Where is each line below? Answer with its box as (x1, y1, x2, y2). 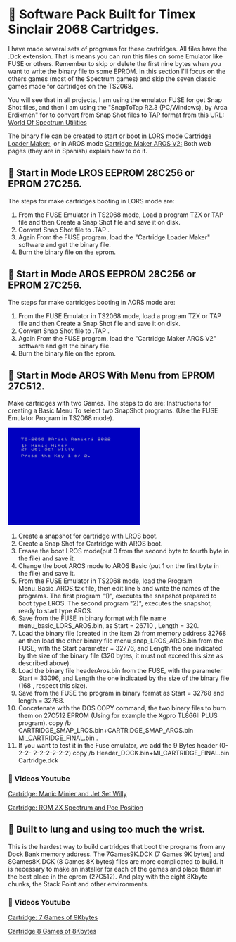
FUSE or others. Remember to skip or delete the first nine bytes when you (8, 59, 221, 68)
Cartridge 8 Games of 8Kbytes (8, 927, 97, 936)
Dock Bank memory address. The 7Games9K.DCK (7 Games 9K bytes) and (8, 850, 225, 858)
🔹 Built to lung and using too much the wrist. (8, 824, 206, 836)
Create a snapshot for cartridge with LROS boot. (18, 532, 158, 540)
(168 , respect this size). (18, 681, 88, 689)
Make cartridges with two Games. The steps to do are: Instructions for (8, 399, 211, 408)
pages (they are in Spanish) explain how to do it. (8, 146, 148, 155)
